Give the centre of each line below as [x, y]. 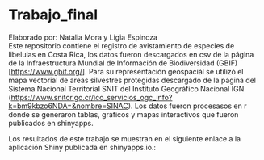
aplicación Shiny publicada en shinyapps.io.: [82, 147]
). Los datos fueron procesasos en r [187, 106]
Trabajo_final [53, 15]
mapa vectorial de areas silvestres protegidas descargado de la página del [132, 80]
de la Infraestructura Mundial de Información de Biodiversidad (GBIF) [123, 63]
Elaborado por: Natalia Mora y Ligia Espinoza [83, 37]
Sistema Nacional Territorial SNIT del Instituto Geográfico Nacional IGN [126, 88]
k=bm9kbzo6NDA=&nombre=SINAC [69, 106]
